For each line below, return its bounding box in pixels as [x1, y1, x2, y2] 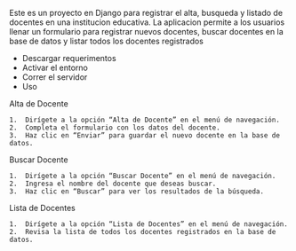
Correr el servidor [21, 72, 88, 82]
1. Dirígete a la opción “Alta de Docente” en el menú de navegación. [9, 115, 280, 124]
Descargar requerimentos [21, 53, 117, 63]
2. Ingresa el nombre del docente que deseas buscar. [9, 179, 217, 188]
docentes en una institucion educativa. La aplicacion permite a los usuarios [9, 17, 285, 27]
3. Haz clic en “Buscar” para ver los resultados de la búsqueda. [9, 187, 265, 196]
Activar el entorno [21, 62, 89, 73]
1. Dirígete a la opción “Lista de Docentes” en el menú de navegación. [9, 220, 289, 229]
